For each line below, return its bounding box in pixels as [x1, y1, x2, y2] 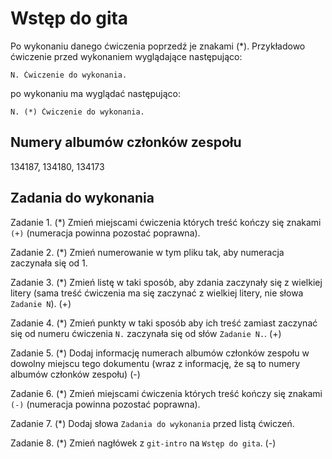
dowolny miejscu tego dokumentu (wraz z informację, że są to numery [10, 357, 301, 369]
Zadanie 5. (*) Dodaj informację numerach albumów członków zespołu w [10, 347, 310, 359]
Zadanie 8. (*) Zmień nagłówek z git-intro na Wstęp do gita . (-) [10, 437, 277, 449]
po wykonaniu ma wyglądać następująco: [10, 87, 182, 99]
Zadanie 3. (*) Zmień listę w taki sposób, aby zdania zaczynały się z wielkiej [10, 276, 323, 288]
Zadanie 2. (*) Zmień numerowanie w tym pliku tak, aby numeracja [10, 246, 285, 258]
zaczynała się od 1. [10, 257, 88, 269]
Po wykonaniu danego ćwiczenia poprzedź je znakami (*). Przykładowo [10, 40, 306, 52]
